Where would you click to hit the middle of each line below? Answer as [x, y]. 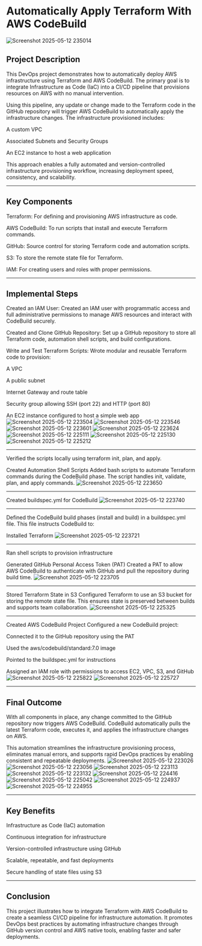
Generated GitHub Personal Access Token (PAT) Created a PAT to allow [95, 565]
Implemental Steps [42, 294]
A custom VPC [24, 129]
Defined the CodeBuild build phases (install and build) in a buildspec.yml [96, 518]
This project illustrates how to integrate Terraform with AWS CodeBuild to [97, 911]
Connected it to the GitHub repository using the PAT [70, 636]
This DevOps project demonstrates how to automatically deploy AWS [92, 74]
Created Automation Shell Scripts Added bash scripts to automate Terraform [101, 470]
